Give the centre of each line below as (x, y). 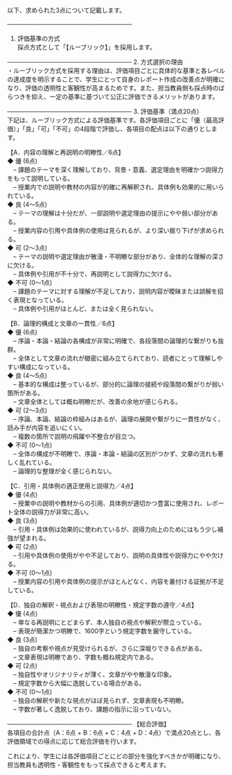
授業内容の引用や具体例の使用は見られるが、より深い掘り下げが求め (115, 230)
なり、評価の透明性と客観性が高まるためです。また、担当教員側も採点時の (113, 88)
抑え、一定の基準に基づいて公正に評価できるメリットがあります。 (125, 97)
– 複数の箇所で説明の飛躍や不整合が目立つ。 (77, 436)
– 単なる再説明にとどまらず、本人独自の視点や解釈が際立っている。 (109, 622)
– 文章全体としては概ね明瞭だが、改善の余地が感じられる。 (97, 401)
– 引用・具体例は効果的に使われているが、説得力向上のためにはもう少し (116, 529)
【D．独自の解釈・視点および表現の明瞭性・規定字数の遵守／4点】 (102, 605)
